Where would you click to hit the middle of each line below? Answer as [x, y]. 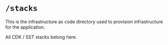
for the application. [25, 27]
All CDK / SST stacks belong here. [41, 37]
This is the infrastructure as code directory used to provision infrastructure [84, 21]
